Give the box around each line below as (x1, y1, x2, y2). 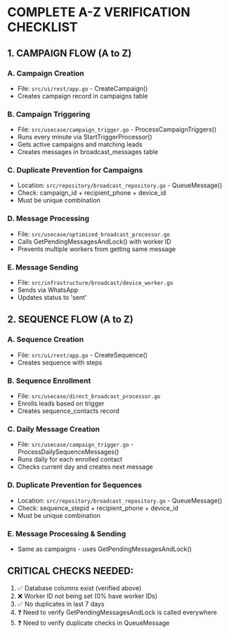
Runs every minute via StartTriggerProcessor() (17, 133, 152, 141)
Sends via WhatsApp (17, 286, 79, 294)
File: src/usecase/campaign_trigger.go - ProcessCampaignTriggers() (17, 125, 216, 134)
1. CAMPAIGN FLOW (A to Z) (7, 47, 132, 59)
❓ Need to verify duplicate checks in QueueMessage (17, 619, 170, 627)
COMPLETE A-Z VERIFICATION (7, 4, 191, 20)
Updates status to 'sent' (17, 293, 87, 302)
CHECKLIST (7, 19, 79, 35)
